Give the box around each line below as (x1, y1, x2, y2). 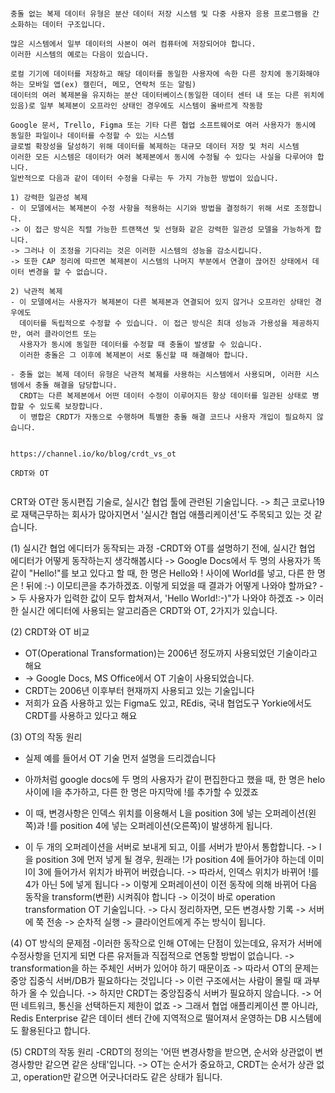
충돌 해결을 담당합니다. (34, 380, 118, 390)
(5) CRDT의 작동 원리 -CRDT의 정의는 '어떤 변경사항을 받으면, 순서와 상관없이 (10, 1046, 313, 1058)
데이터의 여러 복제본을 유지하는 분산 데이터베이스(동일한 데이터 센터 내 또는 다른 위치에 (10, 90, 325, 100)
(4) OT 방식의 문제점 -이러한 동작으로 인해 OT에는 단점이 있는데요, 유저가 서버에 (10, 937, 323, 949)
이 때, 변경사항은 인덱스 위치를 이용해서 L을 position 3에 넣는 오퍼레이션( (24, 807, 309, 819)
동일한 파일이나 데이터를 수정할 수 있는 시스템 (10, 131, 175, 141)
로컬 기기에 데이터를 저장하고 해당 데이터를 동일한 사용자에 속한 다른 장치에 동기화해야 (10, 69, 320, 79)
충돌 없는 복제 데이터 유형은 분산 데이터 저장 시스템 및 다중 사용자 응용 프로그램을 (10, 9, 308, 19)
